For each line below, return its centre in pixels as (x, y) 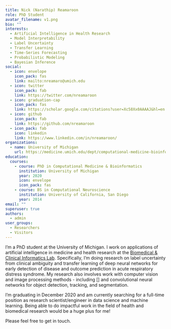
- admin (18, 218)
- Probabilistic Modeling (37, 57)
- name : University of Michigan (44, 147)
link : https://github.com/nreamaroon (54, 124)
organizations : (21, 143)
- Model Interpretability (37, 39)
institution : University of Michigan (59, 171)
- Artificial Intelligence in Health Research (60, 34)
